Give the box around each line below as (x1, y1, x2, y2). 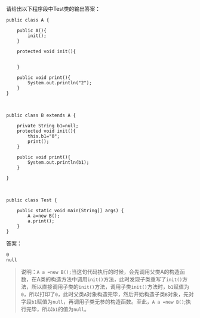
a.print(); (27, 218, 55, 224)
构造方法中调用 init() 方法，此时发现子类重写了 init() (50, 276, 183, 283)
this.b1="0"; (27, 133, 60, 139)
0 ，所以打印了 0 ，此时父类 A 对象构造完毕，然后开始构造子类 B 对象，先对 (20, 291, 194, 298)
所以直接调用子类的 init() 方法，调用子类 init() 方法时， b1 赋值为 (31, 283, 190, 290)
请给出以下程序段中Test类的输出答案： (6, 5, 101, 12)
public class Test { (6, 197, 58, 203)
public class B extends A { (6, 112, 76, 118)
